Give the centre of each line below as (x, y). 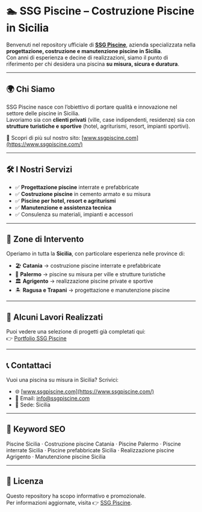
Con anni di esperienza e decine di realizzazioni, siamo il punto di (87, 57)
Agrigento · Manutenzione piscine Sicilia (56, 457)
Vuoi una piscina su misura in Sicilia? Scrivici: (63, 380)
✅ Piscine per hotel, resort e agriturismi (65, 201)
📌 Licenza (25, 482)
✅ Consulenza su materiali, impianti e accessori (74, 214)
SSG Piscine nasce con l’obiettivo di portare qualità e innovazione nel (92, 107)
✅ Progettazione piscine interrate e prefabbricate (77, 187)
